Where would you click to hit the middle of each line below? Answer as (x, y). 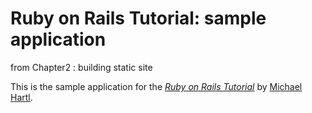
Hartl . (21, 97)
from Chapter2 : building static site (81, 67)
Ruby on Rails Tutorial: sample (138, 18)
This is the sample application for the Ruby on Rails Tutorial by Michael (156, 86)
